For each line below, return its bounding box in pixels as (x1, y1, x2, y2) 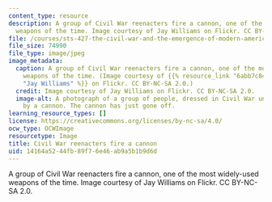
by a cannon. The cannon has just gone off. (23, 102, 176, 110)
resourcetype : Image (8, 132, 79, 140)
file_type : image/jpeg (8, 49, 85, 57)
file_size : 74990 (8, 42, 67, 50)
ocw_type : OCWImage (8, 124, 74, 133)
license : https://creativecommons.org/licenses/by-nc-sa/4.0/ (8, 117, 223, 125)
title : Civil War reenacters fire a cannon (8, 139, 158, 148)
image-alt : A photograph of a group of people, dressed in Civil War (15, 95, 255, 103)
